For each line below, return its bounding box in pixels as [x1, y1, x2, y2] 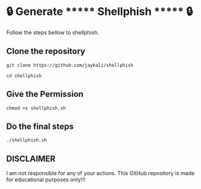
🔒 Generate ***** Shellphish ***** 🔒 [6, 5, 193, 19]
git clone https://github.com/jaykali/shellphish [6, 62, 134, 68]
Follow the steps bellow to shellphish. [6, 28, 100, 36]
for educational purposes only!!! [6, 176, 86, 184]
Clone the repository [6, 46, 86, 57]
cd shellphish [6, 73, 42, 79]
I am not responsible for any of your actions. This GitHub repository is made [6, 170, 195, 177]
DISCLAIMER [6, 153, 56, 164]
